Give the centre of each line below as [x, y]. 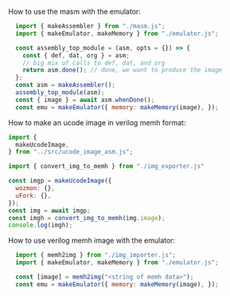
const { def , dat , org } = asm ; [76, 55]
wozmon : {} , [35, 188]
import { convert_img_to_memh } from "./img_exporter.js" [106, 167]
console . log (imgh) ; [41, 225]
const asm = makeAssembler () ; [65, 85]
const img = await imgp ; [49, 211]
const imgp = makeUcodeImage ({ [60, 181]
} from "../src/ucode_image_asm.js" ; [71, 152]
